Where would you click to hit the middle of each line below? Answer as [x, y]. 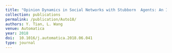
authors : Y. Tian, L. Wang [34, 24]
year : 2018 [17, 33]
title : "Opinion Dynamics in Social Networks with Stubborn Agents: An [84, 10]
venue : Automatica [25, 29]
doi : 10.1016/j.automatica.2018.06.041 [49, 38]
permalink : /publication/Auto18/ [41, 19]
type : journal [20, 43]
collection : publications [33, 15]
